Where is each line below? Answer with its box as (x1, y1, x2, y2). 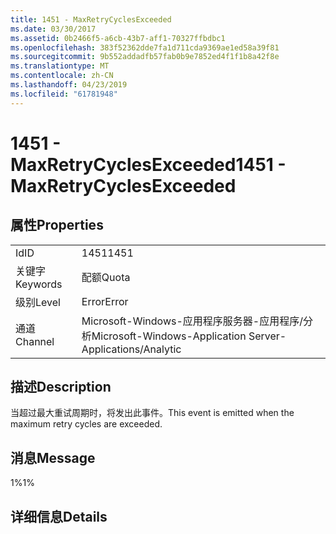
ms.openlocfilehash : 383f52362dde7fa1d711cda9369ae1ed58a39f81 (10, 42, 280, 53)
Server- (248, 329, 287, 343)
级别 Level (15, 295, 61, 309)
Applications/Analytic (81, 342, 182, 356)
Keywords (15, 277, 63, 291)
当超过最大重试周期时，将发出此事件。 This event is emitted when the (10, 407, 295, 419)
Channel (15, 334, 55, 348)
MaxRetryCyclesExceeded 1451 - (10, 153, 287, 176)
